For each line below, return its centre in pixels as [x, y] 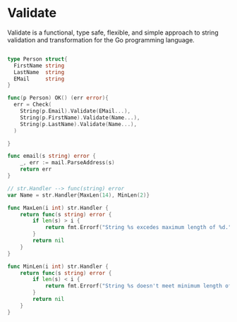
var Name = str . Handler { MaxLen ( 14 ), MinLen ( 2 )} [79, 195]
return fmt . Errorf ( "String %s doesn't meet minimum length [133, 286]
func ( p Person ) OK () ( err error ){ [58, 98]
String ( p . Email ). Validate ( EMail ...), [75, 111]
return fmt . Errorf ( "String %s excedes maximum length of [130, 228]
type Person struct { [38, 59]
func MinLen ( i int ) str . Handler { [58, 266]
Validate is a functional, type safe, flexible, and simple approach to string [113, 32]
